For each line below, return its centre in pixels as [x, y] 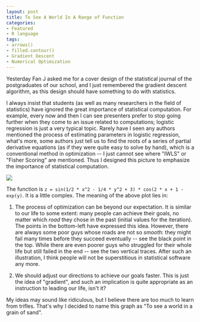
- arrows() [20, 45]
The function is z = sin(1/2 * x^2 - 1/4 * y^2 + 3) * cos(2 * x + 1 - [95, 189]
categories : [21, 23]
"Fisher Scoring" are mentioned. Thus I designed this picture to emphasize [98, 160]
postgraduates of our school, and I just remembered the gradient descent [96, 85]
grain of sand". [24, 312]
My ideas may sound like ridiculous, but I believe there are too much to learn [100, 299]
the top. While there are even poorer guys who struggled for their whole [103, 244]
